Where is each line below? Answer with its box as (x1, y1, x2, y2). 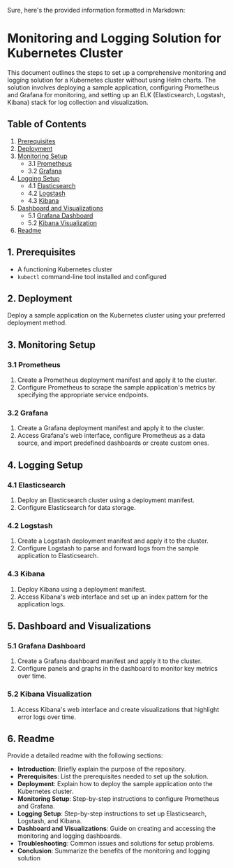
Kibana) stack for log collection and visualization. (7, 98, 149, 106)
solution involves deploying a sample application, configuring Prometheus (7, 83, 220, 92)
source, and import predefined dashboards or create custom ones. (17, 439, 209, 447)
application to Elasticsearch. (17, 552, 99, 560)
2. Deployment (7, 292, 73, 304)
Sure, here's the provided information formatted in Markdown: (7, 6, 186, 14)
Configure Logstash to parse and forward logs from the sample (17, 544, 199, 553)
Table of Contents (7, 118, 87, 130)
